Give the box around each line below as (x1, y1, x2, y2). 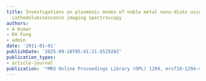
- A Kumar (6, 26, 32, 32)
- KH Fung (6, 32, 32, 38)
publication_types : (6, 54, 56, 60)
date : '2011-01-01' (6, 43, 56, 49)
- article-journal (6, 60, 53, 66)
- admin (6, 37, 26, 43)
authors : (6, 20, 29, 26)
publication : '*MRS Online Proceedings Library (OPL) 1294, (6, 65, 164, 72)
